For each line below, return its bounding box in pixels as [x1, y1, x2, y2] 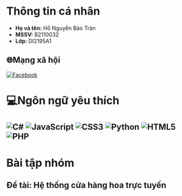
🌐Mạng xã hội [6, 55, 60, 65]
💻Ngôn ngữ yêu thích [6, 93, 120, 107]
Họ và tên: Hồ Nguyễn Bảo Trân [15, 24, 96, 32]
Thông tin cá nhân [6, 4, 101, 18]
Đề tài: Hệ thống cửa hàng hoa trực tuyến [6, 180, 167, 190]
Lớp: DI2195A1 [15, 37, 52, 44]
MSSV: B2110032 [15, 30, 59, 38]
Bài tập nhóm [6, 156, 75, 170]
